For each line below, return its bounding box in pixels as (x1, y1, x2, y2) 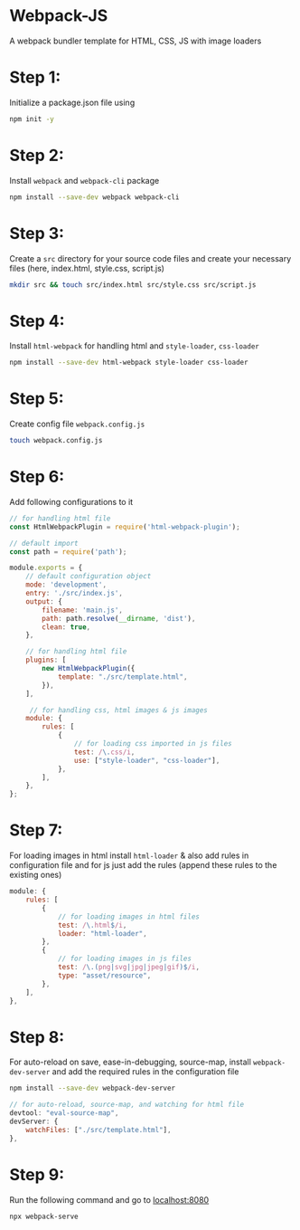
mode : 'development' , (25, 580, 107, 589)
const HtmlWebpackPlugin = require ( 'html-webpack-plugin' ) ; (9, 522, 241, 531)
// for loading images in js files (57, 954, 192, 964)
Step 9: (9, 1164, 65, 1185)
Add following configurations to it (9, 496, 134, 507)
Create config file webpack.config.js (9, 418, 145, 430)
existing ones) (9, 870, 62, 881)
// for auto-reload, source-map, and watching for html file (9, 1101, 245, 1110)
